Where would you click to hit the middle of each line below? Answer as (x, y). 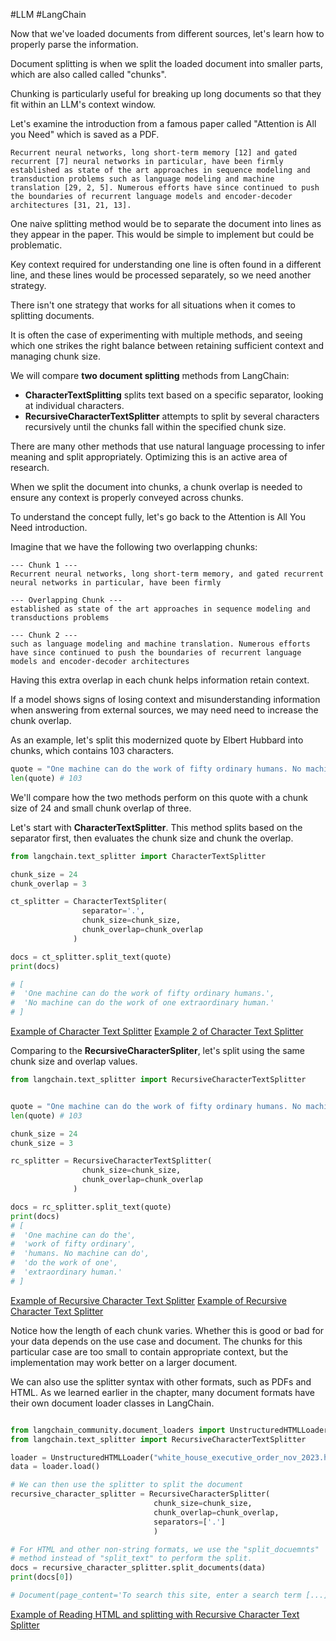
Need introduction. (49, 527)
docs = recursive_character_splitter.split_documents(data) (138, 1568)
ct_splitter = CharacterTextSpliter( (89, 902)
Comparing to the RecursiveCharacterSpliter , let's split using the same (158, 1050)
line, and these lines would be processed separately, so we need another (161, 275)
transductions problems (60, 618)
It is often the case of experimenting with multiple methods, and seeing (156, 335)
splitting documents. (52, 315)
